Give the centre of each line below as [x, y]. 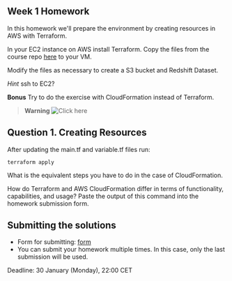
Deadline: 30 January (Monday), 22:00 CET [70, 271]
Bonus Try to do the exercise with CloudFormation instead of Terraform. [111, 97]
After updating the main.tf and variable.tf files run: [79, 149]
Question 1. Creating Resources [77, 133]
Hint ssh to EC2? [31, 84]
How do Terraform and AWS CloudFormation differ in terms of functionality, [116, 188]
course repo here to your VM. [49, 56]
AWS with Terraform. [37, 36]
